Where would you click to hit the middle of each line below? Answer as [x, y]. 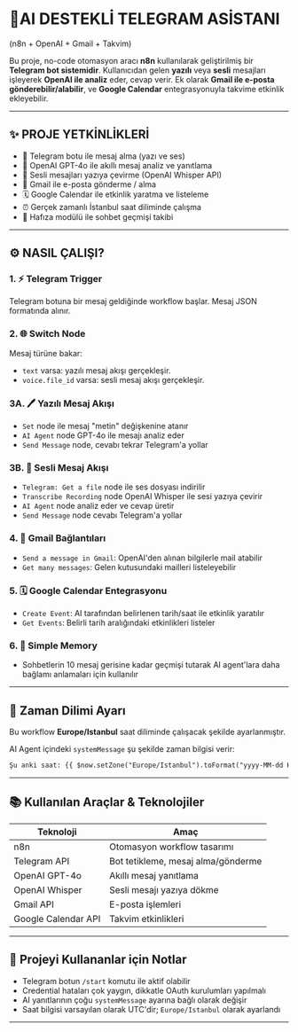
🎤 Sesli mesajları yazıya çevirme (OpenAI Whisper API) [122, 175]
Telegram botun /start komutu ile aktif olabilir [106, 981]
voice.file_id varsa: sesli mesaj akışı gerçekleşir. [113, 379]
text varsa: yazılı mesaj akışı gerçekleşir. [96, 370]
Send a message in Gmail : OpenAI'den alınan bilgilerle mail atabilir [142, 558]
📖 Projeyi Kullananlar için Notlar [98, 960]
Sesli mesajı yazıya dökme [164, 889]
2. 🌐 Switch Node [47, 334]
